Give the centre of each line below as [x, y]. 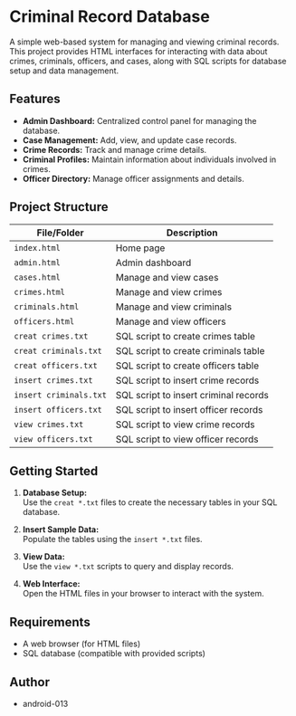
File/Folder [60, 233]
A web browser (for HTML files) [81, 644]
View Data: [43, 557]
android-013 [45, 704]
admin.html [37, 263]
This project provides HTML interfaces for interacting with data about [138, 51]
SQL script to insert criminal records [192, 395]
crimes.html [40, 292]
